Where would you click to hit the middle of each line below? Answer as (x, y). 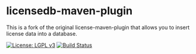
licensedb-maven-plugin (70, 11)
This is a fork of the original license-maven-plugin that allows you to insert (98, 27)
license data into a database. (42, 33)
